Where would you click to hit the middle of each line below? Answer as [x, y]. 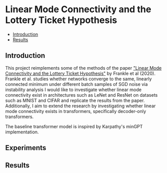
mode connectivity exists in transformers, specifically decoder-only [76, 111]
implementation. [22, 132]
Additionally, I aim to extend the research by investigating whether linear [80, 106]
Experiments [26, 148]
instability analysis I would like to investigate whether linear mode [73, 90]
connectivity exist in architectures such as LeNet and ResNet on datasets [81, 95]
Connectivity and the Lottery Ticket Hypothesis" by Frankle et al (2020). [80, 73]
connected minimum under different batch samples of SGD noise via [77, 84]
